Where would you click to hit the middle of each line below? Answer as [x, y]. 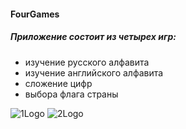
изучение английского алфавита [94, 72]
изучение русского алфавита [87, 62]
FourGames [35, 14]
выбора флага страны [71, 94]
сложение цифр [58, 83]
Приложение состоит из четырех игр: [93, 37]
